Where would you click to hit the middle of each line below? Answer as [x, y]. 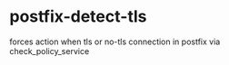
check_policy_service [50, 51]
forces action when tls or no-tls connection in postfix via [115, 42]
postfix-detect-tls [78, 17]
